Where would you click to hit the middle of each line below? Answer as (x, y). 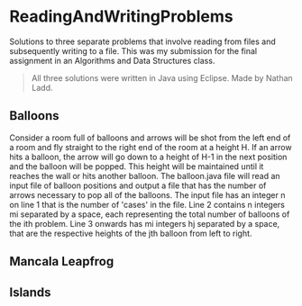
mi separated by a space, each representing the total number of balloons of (150, 214)
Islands (30, 292)
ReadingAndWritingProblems (121, 17)
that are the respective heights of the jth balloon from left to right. (131, 233)
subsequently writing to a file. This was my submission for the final (133, 50)
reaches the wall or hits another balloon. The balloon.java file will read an (145, 175)
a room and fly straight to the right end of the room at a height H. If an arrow (151, 147)
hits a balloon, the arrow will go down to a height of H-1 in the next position (148, 157)
